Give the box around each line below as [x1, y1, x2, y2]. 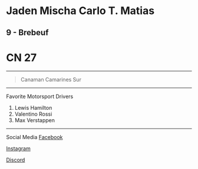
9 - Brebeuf [6, 28, 49, 38]
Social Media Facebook [6, 133, 63, 140]
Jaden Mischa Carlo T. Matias [6, 4, 155, 18]
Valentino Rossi [14, 110, 52, 117]
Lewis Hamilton [14, 104, 52, 111]
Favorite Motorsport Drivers [6, 93, 74, 100]
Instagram [6, 145, 31, 152]
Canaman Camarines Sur [20, 76, 81, 83]
